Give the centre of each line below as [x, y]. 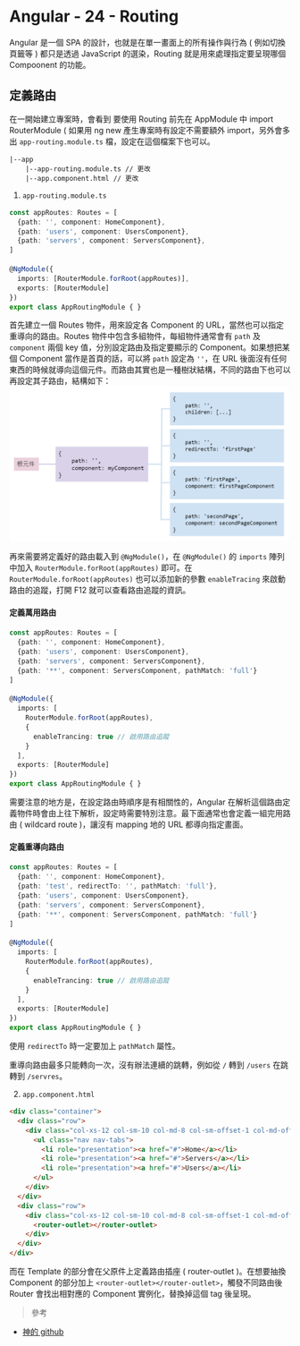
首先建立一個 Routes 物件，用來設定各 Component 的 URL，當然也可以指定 [146, 325]
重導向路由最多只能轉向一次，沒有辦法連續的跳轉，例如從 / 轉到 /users [140, 1065]
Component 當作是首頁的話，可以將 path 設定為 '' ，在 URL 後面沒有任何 [153, 359]
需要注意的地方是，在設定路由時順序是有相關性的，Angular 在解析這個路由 [146, 802]
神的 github [43, 1332]
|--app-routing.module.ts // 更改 [88, 169]
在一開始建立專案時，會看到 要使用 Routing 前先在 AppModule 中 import [142, 119]
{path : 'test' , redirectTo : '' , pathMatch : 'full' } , [117, 886]
